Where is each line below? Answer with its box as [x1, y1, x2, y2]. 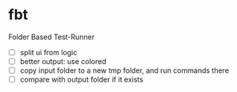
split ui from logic [19, 47, 78, 57]
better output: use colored [19, 57, 106, 66]
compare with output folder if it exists [19, 74, 144, 85]
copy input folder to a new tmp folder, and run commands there [19, 66, 230, 75]
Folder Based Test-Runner [8, 32, 95, 42]
